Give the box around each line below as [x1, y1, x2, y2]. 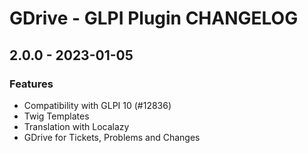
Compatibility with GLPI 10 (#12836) [23, 99, 172, 111]
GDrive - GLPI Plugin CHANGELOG [9, 7, 299, 30]
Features [9, 77, 54, 91]
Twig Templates [23, 110, 90, 122]
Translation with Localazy [23, 120, 130, 132]
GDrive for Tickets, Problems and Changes [23, 131, 201, 143]
